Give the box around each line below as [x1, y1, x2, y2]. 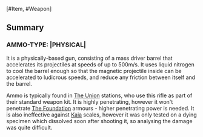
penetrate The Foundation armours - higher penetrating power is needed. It [6, 104, 195, 112]
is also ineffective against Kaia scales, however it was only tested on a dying [6, 111, 197, 118]
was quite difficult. [6, 124, 53, 131]
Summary [6, 22, 44, 33]
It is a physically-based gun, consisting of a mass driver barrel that [6, 54, 173, 62]
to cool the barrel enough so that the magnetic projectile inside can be [6, 67, 182, 74]
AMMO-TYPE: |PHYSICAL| [6, 40, 86, 49]
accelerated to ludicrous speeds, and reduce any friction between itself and [6, 74, 196, 81]
